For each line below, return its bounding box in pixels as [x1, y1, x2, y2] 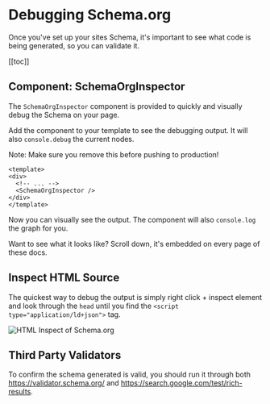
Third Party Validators [8, 348, 122, 362]
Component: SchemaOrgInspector [8, 80, 185, 94]
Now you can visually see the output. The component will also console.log [8, 214, 256, 224]
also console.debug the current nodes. [8, 134, 135, 144]
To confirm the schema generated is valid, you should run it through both [8, 369, 251, 380]
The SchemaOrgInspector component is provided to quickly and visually [8, 101, 243, 110]
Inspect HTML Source [8, 271, 120, 285]
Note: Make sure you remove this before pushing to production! [8, 149, 219, 159]
